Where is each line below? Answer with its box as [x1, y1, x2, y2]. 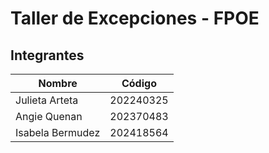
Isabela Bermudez [15, 126, 101, 139]
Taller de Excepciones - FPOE [10, 7, 260, 30]
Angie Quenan [15, 110, 83, 123]
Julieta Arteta [15, 93, 79, 107]
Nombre [38, 77, 78, 90]
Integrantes [10, 47, 85, 64]
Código [121, 77, 157, 90]
